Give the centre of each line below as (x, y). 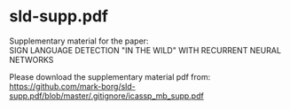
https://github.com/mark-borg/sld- (72, 86)
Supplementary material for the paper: (79, 41)
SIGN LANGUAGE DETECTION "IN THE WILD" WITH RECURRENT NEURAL (145, 50)
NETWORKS (31, 59)
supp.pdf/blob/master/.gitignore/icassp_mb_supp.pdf (106, 96)
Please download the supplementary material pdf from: (110, 76)
